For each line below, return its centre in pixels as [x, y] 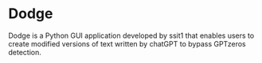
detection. [25, 52]
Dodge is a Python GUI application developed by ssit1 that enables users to [131, 35]
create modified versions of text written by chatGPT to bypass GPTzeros [127, 43]
